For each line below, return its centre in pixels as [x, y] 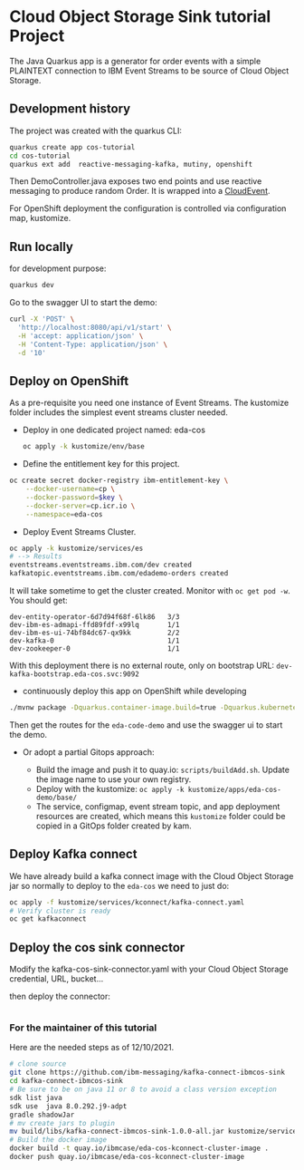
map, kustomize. [40, 218]
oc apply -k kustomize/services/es [76, 548]
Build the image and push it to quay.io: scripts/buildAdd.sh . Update [162, 769]
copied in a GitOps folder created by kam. [114, 826]
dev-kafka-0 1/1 [95, 641]
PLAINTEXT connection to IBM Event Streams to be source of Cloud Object [149, 71]
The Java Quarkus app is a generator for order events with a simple [135, 61]
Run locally [42, 247]
